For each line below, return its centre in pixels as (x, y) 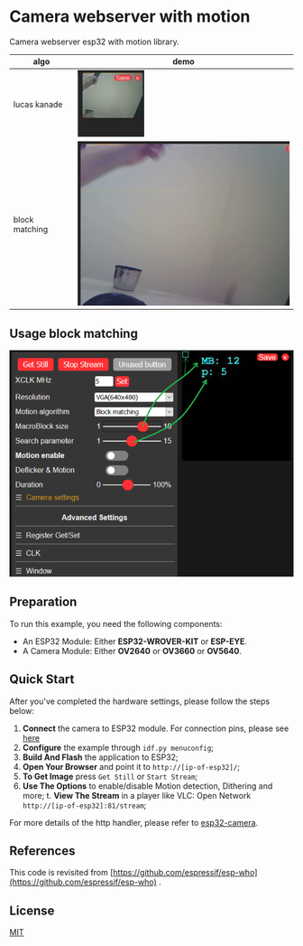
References (42, 851)
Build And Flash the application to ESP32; (100, 757)
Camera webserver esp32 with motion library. (94, 42)
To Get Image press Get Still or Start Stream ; (110, 776)
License (32, 910)
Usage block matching (73, 333)
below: (22, 710)
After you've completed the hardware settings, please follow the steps (140, 701)
